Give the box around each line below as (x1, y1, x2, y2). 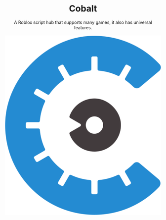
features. (74, 24, 92, 30)
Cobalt (69, 3, 97, 14)
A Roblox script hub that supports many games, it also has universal (14, 19, 152, 25)
